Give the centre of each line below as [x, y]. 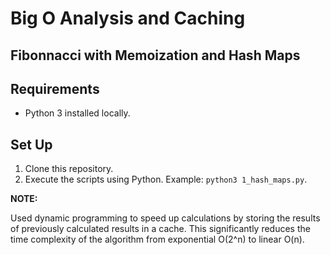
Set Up [31, 144]
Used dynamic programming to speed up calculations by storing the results [165, 218]
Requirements [55, 88]
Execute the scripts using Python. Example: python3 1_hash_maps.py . [166, 179]
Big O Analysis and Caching [128, 18]
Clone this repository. [69, 169]
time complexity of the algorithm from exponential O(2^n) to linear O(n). [157, 239]
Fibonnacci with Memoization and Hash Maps [155, 55]
